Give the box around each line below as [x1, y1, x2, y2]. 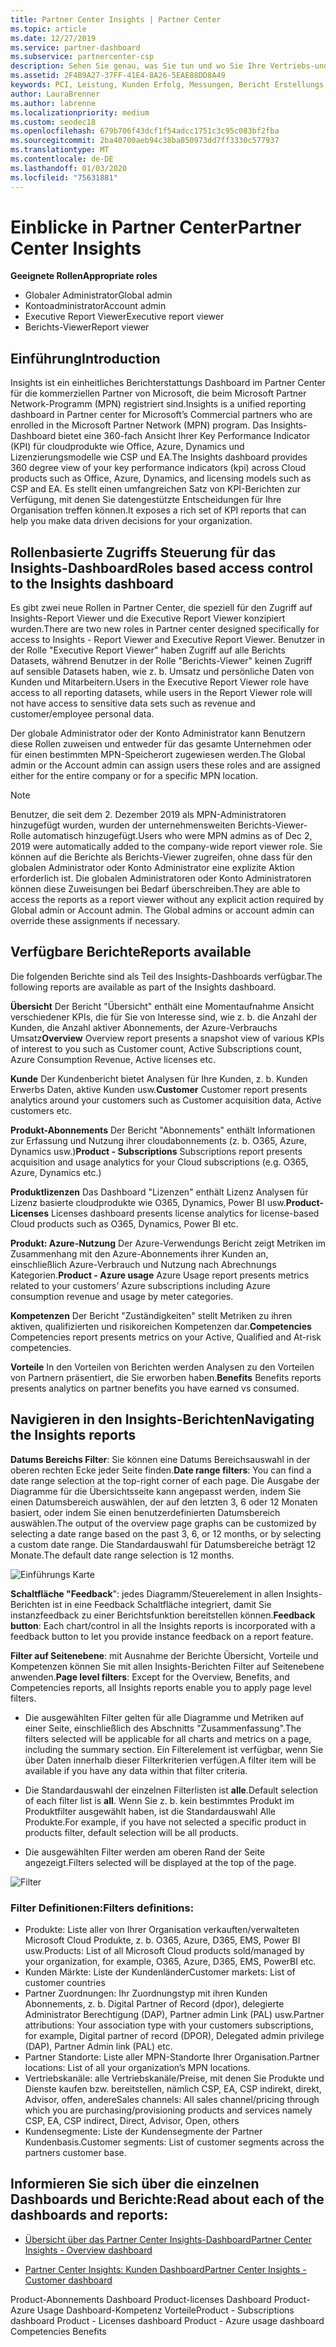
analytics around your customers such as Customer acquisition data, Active [10, 1094, 322, 1106]
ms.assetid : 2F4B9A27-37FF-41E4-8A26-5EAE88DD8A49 [10, 71, 226, 81]
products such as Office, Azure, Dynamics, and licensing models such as [10, 472, 312, 485]
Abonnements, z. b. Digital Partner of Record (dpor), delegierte [24, 1997, 285, 2010]
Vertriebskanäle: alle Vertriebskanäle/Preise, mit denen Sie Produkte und [24, 2072, 325, 2084]
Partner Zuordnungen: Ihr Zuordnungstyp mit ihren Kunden [24, 1987, 268, 1999]
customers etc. [10, 1104, 73, 1116]
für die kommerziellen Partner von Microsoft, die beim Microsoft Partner [10, 387, 307, 400]
